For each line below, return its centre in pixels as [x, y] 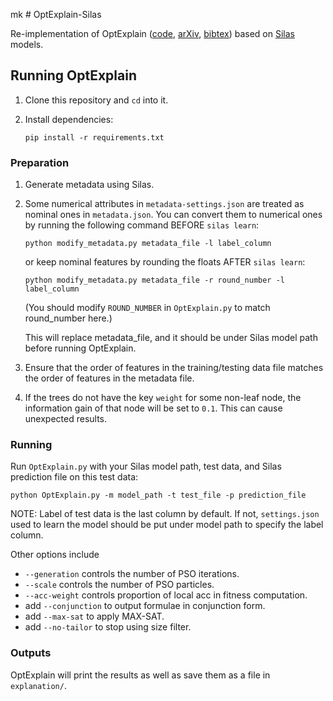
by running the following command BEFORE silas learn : [142, 225]
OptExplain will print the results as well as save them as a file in [140, 675]
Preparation [40, 162]
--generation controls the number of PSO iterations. [132, 574]
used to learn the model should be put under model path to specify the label [167, 525]
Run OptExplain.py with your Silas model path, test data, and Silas [146, 466]
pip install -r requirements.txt [94, 137]
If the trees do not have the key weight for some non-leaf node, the [163, 398]
